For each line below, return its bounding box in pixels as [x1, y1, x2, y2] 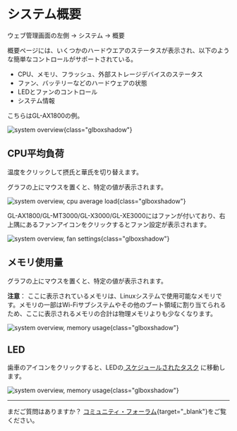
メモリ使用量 [7, 257, 63, 269]
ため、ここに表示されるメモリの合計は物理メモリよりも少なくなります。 [7, 309, 217, 317]
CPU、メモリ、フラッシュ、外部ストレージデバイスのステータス [17, 70, 203, 78]
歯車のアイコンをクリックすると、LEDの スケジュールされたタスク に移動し [7, 363, 226, 372]
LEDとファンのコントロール [17, 87, 98, 96]
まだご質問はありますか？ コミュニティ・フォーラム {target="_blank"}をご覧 [7, 407, 227, 416]
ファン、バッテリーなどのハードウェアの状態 [17, 78, 147, 87]
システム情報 [17, 96, 55, 104]
